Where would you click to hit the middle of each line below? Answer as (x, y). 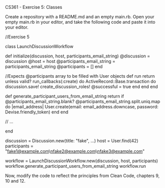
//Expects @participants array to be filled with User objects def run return (80, 76)
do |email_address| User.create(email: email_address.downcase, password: (82, 107)
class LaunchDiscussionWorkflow (39, 46)
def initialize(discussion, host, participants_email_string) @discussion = (78, 56)
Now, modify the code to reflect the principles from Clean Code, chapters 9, (82, 176)
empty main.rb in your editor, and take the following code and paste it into (80, 22)
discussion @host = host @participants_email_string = (60, 61)
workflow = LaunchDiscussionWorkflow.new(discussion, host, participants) (82, 161)
